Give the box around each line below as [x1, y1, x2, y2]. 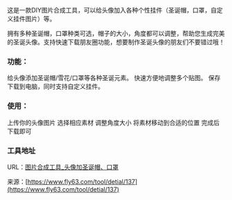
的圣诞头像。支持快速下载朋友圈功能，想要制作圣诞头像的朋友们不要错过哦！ [7, 38, 225, 46]
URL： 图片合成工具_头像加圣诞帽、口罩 [7, 163, 119, 171]
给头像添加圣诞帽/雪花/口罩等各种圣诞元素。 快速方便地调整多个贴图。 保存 [7, 74, 221, 82]
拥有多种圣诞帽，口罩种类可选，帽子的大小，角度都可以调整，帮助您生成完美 [7, 30, 225, 37]
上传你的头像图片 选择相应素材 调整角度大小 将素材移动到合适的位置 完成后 [7, 118, 220, 126]
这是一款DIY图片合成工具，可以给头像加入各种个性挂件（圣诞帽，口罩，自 [7, 6, 217, 14]
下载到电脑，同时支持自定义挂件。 [7, 82, 104, 91]
